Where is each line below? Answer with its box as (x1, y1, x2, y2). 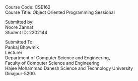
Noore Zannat (5, 24, 34, 30)
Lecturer (5, 49, 23, 55)
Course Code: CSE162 (5, 4, 51, 10)
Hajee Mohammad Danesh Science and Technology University (5, 65, 133, 71)
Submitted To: (5, 39, 34, 45)
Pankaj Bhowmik (5, 44, 39, 50)
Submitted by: (5, 19, 34, 25)
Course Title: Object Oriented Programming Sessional (5, 9, 115, 15)
